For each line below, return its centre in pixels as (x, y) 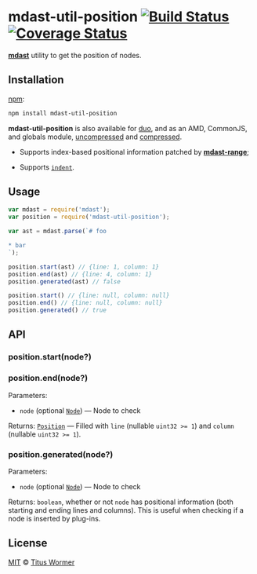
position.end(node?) (48, 378)
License (28, 543)
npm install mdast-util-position (63, 113)
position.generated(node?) (61, 454)
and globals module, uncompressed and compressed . (95, 137)
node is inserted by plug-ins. (54, 518)
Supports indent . (47, 167)
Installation (36, 80)
